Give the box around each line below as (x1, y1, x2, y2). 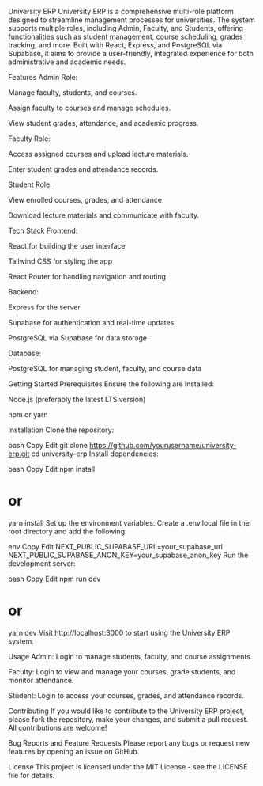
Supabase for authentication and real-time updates (8, 318, 175, 327)
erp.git (8, 449, 30, 458)
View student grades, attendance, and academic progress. (8, 119, 199, 127)
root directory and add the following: (8, 526, 128, 536)
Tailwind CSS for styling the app (8, 256, 113, 266)
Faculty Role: (8, 134, 51, 143)
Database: (8, 348, 42, 358)
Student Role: (8, 180, 53, 189)
